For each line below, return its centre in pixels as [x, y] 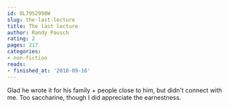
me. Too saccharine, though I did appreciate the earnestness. [94, 97]
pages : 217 [23, 45]
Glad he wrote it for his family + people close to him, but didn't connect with [115, 90]
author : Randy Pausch [38, 32]
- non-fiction [28, 58]
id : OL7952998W [29, 13]
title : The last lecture [43, 26]
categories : [24, 52]
